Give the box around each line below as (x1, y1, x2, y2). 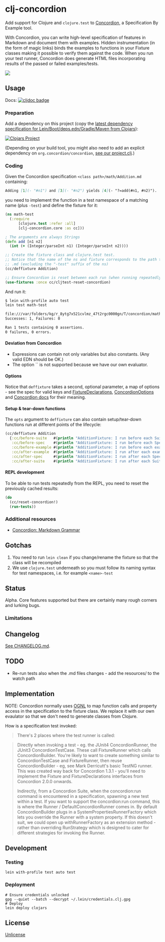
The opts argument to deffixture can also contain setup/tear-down (5, 417, 141, 423)
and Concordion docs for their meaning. (5, 395, 86, 400)
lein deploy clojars (5, 905, 48, 911)
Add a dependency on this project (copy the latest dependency (5, 121, 133, 126)
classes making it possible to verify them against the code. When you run (5, 50, 154, 56)
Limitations (5, 615, 33, 622)
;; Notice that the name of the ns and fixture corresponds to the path (5, 257, 157, 262)
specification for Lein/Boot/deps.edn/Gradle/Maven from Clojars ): (5, 126, 138, 132)
